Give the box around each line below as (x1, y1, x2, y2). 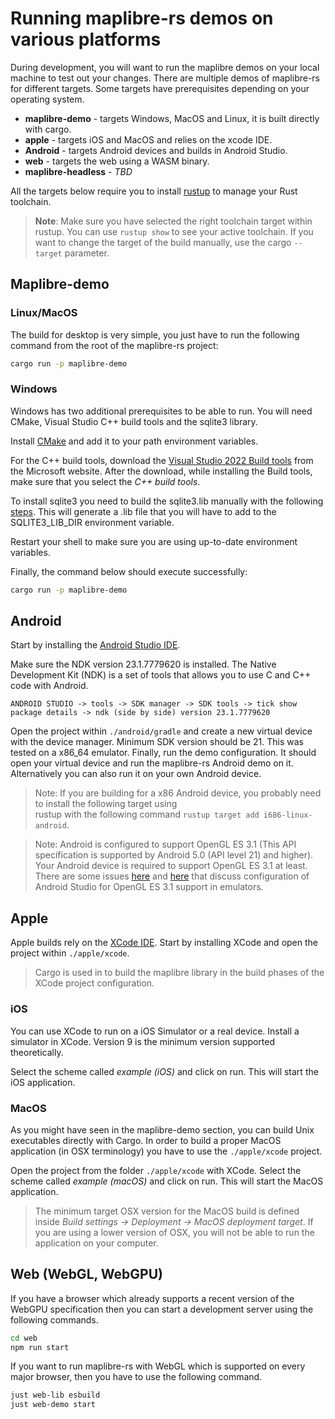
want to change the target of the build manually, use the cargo (34, 236, 292, 248)
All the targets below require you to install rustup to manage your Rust (10, 185, 298, 197)
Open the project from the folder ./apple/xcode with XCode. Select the (10, 1164, 302, 1176)
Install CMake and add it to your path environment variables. (10, 435, 259, 447)
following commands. (10, 1313, 99, 1326)
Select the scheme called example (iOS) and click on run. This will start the (10, 1065, 319, 1077)
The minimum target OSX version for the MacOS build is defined (34, 1205, 300, 1217)
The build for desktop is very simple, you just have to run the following (10, 328, 300, 341)
